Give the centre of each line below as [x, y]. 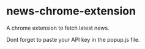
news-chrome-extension [71, 11]
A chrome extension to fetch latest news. [58, 28]
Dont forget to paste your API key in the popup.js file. [73, 39]
